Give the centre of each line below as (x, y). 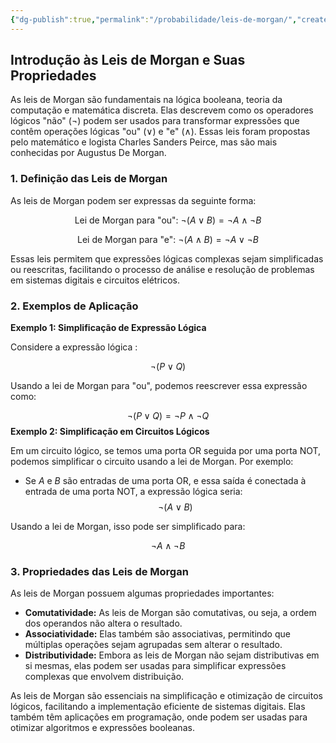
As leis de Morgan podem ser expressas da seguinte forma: (133, 200)
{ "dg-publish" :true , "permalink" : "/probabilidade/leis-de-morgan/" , (154, 19)
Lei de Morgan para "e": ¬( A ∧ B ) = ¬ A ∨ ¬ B (168, 239)
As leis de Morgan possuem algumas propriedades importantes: (142, 593)
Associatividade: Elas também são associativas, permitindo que (157, 634)
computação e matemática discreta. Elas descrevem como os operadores (162, 110)
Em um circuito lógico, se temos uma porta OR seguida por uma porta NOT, (166, 451)
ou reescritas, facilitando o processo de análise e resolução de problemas (162, 269)
